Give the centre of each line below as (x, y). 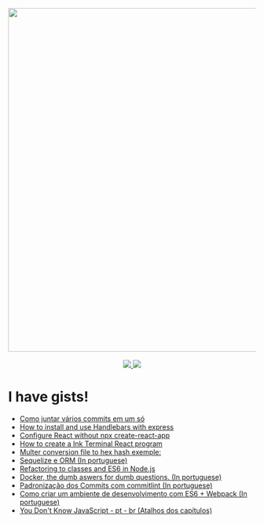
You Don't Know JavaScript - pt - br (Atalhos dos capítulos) (116, 510)
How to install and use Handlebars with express (97, 426)
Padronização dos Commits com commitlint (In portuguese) (116, 485)
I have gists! (48, 397)
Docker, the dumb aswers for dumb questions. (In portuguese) (121, 477)
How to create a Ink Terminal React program (91, 444)
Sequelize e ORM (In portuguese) (73, 460)
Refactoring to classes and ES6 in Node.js (87, 468)
